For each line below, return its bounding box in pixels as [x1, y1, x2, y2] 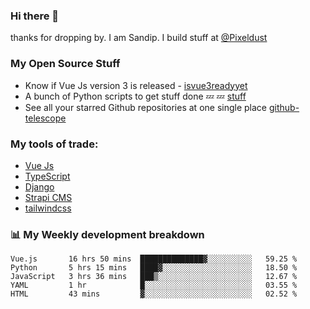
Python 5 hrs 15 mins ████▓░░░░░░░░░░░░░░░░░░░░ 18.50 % [10, 263, 298, 273]
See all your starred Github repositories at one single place [24, 101, 268, 113]
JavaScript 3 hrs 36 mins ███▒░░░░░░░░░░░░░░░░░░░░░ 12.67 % [10, 272, 298, 282]
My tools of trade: [10, 137, 99, 151]
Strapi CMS [24, 191, 73, 203]
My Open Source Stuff [10, 57, 121, 71]
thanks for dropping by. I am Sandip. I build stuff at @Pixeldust [10, 32, 268, 44]
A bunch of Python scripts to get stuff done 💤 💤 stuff [24, 90, 247, 102]
